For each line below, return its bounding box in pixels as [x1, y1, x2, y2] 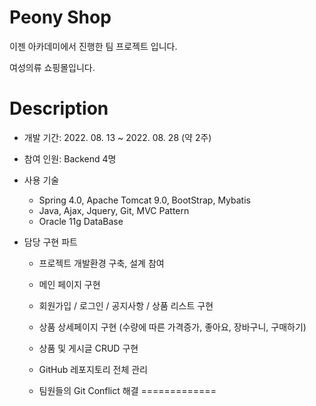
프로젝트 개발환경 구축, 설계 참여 [38, 257, 165, 269]
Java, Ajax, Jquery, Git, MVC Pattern [38, 204, 190, 216]
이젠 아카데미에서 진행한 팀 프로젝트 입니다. [9, 40, 178, 52]
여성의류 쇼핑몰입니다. [9, 61, 96, 73]
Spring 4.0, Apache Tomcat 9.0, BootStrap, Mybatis [38, 194, 251, 206]
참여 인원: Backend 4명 [23, 152, 117, 165]
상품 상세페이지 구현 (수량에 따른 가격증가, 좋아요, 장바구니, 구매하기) [38, 321, 307, 333]
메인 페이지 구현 [38, 278, 101, 290]
